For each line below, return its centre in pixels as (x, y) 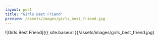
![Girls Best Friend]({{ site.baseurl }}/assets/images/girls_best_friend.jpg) (80, 33)
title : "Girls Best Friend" (34, 14)
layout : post (19, 10)
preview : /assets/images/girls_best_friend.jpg (55, 19)
